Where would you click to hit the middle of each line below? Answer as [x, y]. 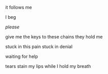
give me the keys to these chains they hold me [54, 37]
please [12, 27]
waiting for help [22, 56]
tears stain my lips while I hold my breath [48, 66]
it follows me [19, 7]
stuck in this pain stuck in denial [39, 47]
